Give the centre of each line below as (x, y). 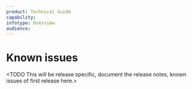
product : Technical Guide (38, 12)
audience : (19, 28)
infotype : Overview (31, 23)
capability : (21, 17)
